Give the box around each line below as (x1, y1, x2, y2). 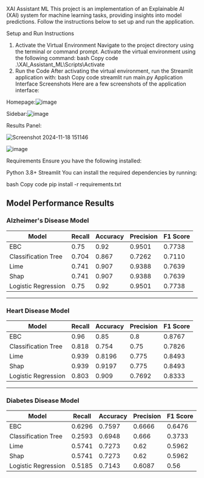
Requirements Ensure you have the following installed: (6, 157, 142, 164)
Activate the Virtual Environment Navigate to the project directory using (15, 42, 194, 49)
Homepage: (6, 98, 36, 106)
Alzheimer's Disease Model (6, 217, 89, 225)
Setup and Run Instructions (6, 30, 75, 37)
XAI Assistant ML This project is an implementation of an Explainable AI (6, 5, 185, 12)
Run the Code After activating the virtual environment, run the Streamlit (15, 67, 193, 75)
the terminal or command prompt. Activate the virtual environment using (15, 48, 196, 55)
